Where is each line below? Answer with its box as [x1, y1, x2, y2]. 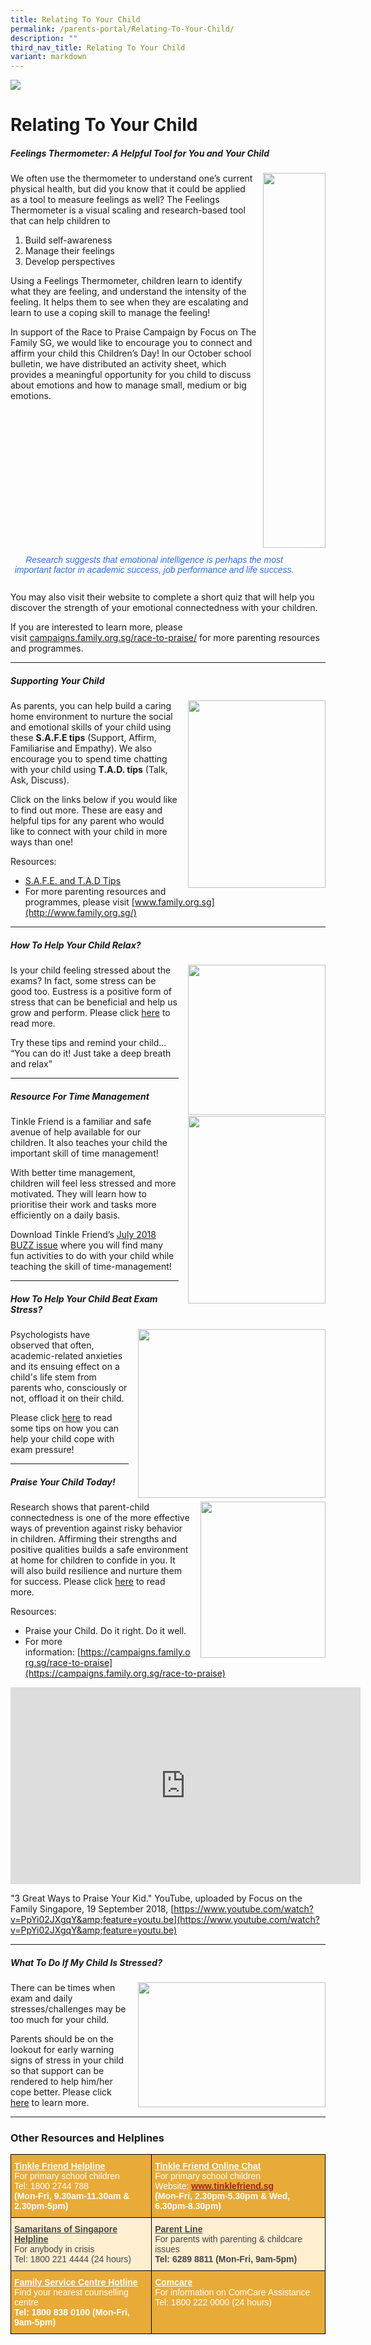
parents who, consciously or [10, 1382, 128, 1394]
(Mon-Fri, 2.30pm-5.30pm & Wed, [154, 2191, 291, 2202]
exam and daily [10, 1992, 73, 2005]
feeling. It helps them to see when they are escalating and [10, 296, 249, 308]
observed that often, [10, 1339, 95, 1351]
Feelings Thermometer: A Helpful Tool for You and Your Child [10, 147, 270, 159]
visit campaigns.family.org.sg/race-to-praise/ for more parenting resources [10, 632, 320, 644]
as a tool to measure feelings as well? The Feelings [10, 194, 220, 206]
